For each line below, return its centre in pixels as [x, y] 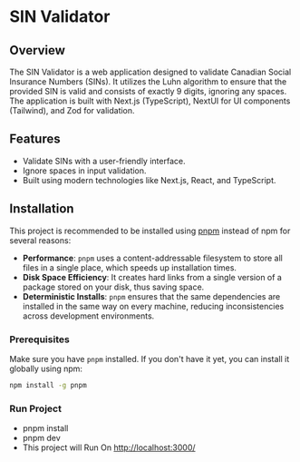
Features [35, 139]
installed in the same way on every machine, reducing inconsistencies [153, 306]
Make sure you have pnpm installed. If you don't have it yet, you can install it [150, 359]
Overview [38, 50]
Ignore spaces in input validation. [84, 171]
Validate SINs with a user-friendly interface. [104, 161]
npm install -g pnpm [48, 385]
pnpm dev [41, 438]
